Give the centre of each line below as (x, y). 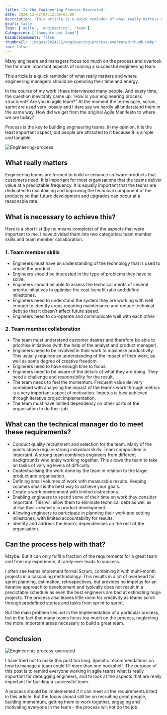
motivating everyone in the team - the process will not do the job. (72, 707)
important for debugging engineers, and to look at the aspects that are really (83, 676)
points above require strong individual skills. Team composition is (79, 449)
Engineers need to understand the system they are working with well (83, 300)
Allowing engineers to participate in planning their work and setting (81, 513)
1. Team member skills (33, 252)
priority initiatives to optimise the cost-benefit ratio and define (76, 290)
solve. (18, 279)
